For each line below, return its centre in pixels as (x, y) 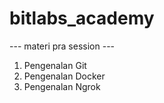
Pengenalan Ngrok (62, 86)
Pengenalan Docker (64, 76)
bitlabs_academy (82, 18)
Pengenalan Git (55, 65)
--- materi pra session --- (62, 46)
